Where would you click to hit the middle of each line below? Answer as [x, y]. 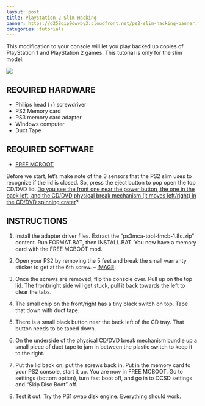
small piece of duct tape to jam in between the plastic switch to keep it [104, 347]
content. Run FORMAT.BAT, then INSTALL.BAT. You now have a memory [106, 242]
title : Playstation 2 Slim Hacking [52, 18]
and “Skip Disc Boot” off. [46, 384]
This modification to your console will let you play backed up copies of [95, 46]
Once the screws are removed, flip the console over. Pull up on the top [104, 279]
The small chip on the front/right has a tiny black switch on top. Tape [101, 304]
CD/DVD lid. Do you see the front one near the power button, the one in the [101, 189]
